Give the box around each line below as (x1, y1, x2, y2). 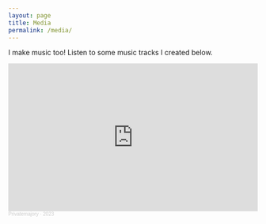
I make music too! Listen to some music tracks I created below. (8, 48, 213, 58)
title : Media (8, 19, 51, 27)
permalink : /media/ (8, 26, 73, 34)
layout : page (8, 11, 51, 20)
